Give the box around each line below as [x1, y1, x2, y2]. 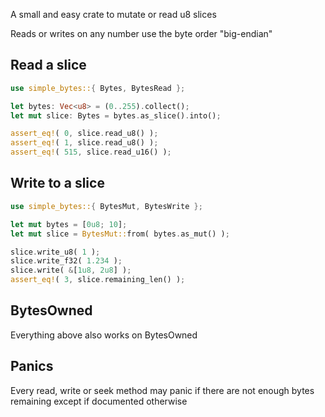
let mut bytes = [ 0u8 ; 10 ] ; [10, 219, 128, 229]
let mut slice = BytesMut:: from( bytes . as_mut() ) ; [10, 229, 230, 239]
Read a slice [10, 57, 87, 74]
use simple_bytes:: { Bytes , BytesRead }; [10, 83, 186, 93]
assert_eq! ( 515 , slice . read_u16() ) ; [10, 147, 172, 158]
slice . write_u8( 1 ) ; [10, 247, 101, 257]
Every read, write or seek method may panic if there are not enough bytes [10, 384, 315, 396]
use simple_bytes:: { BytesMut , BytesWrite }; [10, 201, 203, 211]
